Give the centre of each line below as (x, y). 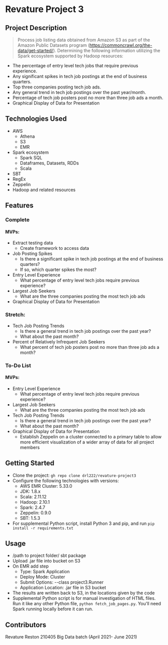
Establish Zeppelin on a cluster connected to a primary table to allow (91, 436)
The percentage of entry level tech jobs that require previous (75, 66)
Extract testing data (33, 243)
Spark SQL (31, 157)
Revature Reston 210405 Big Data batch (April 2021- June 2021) (71, 637)
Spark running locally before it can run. (53, 609)
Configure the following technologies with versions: (66, 481)
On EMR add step (31, 566)
